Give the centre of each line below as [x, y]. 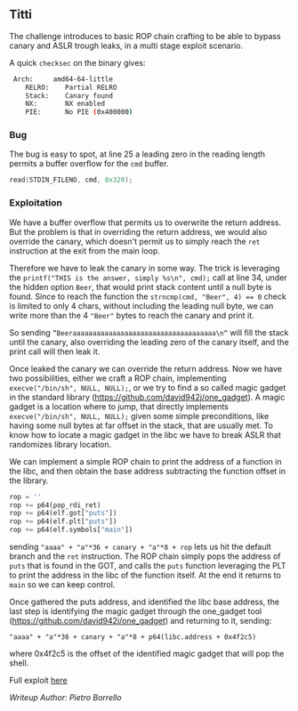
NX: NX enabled [65, 104]
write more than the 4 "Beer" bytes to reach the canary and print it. [132, 315]
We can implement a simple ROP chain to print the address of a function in [145, 461]
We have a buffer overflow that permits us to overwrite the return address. [145, 222]
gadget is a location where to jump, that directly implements [119, 406]
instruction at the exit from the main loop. [85, 250]
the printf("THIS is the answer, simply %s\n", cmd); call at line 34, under [148, 277]
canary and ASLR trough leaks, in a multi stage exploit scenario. [126, 45]
